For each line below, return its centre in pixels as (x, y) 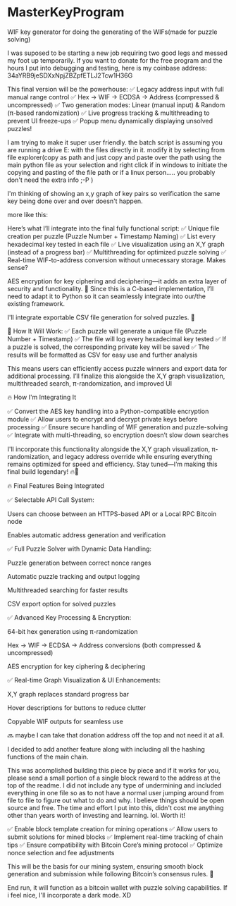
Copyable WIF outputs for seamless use (65, 721)
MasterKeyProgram (66, 12)
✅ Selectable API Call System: (51, 500)
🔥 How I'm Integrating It (42, 397)
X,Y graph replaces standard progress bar (68, 694)
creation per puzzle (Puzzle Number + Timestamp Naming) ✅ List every (112, 236)
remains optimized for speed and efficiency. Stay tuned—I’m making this (112, 464)
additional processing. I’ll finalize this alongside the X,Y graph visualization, (116, 376)
